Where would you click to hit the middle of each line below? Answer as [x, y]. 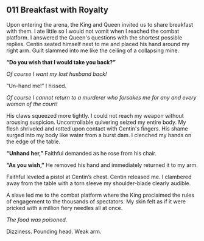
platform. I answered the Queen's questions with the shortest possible [94, 37]
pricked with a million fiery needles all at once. [65, 208]
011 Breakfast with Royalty [57, 10]
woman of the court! [32, 104]
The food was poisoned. [37, 219]
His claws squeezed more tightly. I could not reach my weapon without [95, 115]
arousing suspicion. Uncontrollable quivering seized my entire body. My [96, 122]
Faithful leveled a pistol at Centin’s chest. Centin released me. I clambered [99, 177]
